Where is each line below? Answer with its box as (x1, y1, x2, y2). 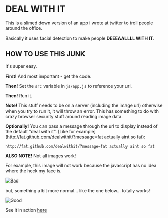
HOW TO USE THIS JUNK (5, 50, 86, 58)
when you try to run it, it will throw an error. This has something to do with (5, 107, 159, 114)
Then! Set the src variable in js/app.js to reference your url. (5, 83, 132, 89)
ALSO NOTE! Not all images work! (5, 153, 76, 159)
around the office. (5, 25, 43, 31)
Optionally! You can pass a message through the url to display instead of (5, 123, 158, 129)
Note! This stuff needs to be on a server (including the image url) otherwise (5, 102, 163, 108)
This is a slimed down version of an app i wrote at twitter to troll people (5, 20, 153, 26)
